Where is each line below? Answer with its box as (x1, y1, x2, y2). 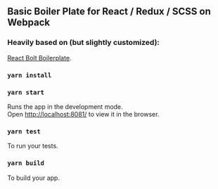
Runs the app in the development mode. (7, 102, 123, 111)
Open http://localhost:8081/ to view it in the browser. (7, 110, 160, 118)
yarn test (7, 127, 41, 136)
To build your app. (7, 174, 60, 182)
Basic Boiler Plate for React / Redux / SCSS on (7, 6, 211, 18)
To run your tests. (7, 142, 58, 150)
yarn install (7, 71, 52, 79)
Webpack (7, 17, 51, 29)
